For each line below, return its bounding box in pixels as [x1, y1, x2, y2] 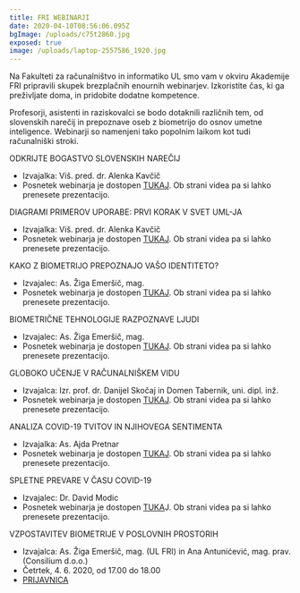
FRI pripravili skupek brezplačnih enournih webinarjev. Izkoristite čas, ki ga [9, 80, 285, 91]
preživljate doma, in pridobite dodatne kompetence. [9, 90, 200, 101]
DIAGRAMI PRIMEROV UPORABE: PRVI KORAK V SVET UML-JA [9, 207, 243, 217]
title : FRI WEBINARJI [9, 13, 90, 22]
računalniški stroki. [9, 136, 79, 147]
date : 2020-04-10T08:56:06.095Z [9, 21, 130, 30]
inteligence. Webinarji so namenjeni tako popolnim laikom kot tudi [9, 126, 251, 137]
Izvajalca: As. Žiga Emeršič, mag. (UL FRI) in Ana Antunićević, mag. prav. [21, 546, 291, 557]
